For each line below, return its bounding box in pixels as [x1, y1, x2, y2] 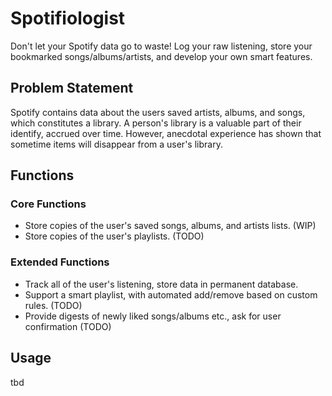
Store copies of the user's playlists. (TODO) [24, 230, 205, 242]
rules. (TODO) [24, 299, 83, 311]
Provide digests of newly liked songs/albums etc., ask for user [24, 310, 282, 322]
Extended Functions [10, 255, 110, 269]
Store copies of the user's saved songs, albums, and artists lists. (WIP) [24, 220, 317, 232]
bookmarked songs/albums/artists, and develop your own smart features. [10, 50, 313, 62]
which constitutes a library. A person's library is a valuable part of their [10, 117, 302, 129]
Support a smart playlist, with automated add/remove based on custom [24, 288, 318, 301]
